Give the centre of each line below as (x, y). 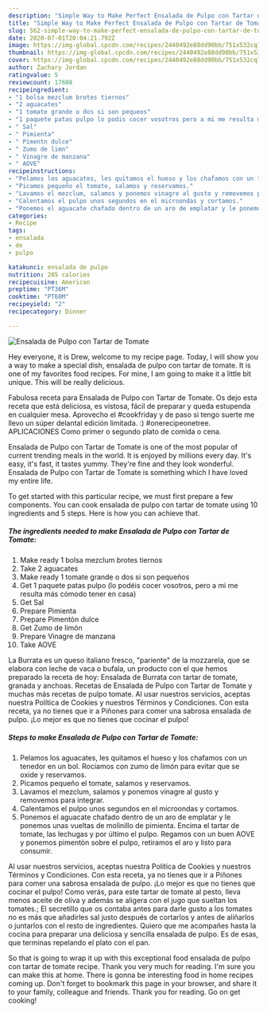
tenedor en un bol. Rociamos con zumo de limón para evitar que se (130, 766)
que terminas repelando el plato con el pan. (79, 942)
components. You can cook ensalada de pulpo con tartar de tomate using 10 (133, 505)
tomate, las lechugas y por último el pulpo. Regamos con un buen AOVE (137, 834)
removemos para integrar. (62, 800)
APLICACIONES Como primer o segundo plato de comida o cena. (115, 431)
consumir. (36, 850)
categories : (28, 216)
